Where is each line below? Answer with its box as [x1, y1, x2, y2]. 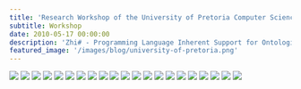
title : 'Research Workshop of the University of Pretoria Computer [9, 12, 267, 22]
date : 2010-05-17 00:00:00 [9, 29, 110, 38]
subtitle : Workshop [9, 21, 82, 30]
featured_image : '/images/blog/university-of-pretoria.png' [9, 46, 239, 55]
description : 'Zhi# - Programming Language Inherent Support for [9, 37, 258, 47]
